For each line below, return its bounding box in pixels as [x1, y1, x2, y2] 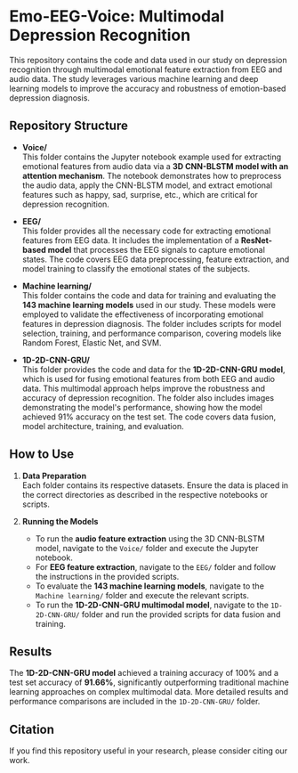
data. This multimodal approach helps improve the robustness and [21, 383, 265, 394]
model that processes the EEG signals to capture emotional [47, 244, 265, 255]
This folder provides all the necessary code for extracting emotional [21, 225, 271, 236]
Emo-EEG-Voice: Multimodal [9, 6, 225, 27]
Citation [9, 721, 55, 736]
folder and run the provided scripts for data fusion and [81, 608, 281, 620]
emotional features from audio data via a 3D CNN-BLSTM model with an [21, 160, 289, 171]
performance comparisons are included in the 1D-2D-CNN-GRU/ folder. [9, 696, 261, 707]
